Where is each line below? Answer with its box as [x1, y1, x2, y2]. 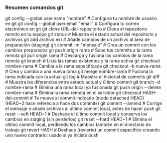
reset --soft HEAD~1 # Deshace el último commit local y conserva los [5, 111, 148, 117]
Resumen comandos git [5, 4, 64, 11]
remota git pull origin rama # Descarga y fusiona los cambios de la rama [5, 52, 153, 58]
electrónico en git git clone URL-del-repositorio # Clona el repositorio [5, 26, 148, 32]
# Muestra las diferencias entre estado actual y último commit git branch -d [5, 79, 161, 85]
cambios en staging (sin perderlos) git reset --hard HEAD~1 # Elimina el [5, 116, 152, 122]
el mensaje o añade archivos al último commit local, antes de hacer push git [5, 105, 161, 111]
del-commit [5, 95, 29, 101]
